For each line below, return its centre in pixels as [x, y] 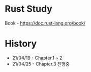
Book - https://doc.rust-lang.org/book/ [45, 23]
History [21, 44]
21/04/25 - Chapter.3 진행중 [41, 64]
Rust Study [29, 9]
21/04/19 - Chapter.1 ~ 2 [37, 58]
